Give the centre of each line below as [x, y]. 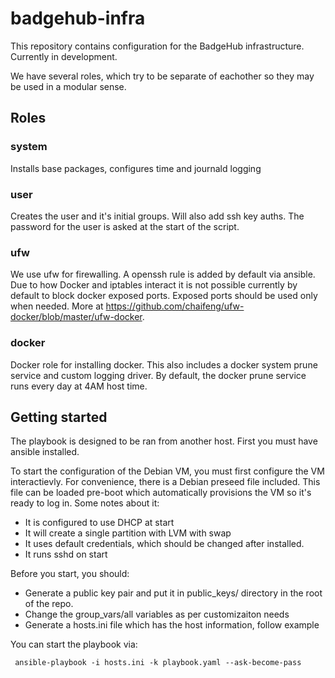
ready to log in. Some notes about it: [85, 503]
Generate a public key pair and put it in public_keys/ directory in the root [173, 593]
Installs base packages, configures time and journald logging [136, 168]
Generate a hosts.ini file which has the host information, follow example [172, 625]
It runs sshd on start [66, 554]
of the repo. [49, 604]
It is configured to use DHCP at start [99, 523]
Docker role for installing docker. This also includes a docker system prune [164, 364]
